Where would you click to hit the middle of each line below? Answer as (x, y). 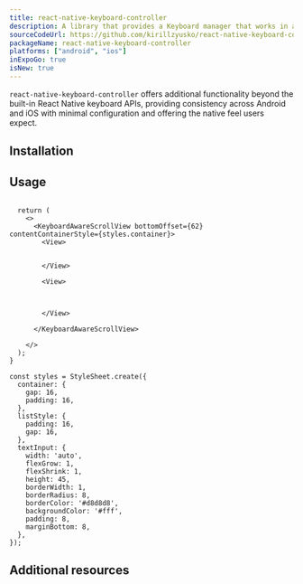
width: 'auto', (54, 456)
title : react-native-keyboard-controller (88, 18)
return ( (34, 211)
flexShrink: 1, (54, 472)
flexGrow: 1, (50, 464)
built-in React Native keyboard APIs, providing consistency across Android (148, 103)
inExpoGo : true (38, 60)
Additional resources (69, 570)
